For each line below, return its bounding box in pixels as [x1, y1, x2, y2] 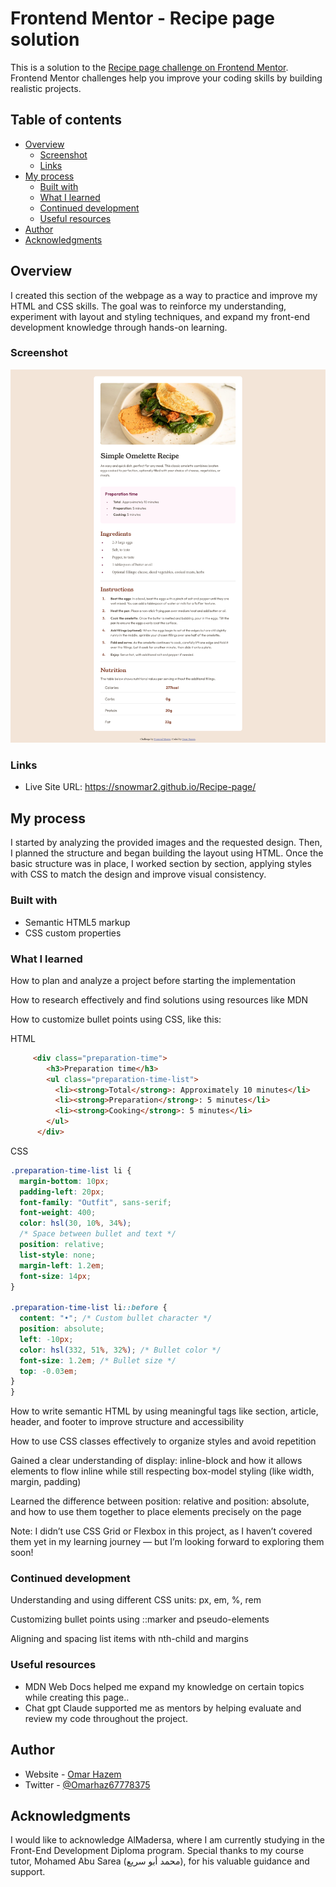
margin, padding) [10, 1476, 82, 1488]
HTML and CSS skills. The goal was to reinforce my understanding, [10, 300, 287, 312]
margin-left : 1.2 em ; [19, 1260, 105, 1271]
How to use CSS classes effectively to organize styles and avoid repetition [10, 1435, 317, 1447]
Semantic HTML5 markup [24, 916, 131, 928]
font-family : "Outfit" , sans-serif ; [19, 1197, 172, 1207]
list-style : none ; [19, 1250, 97, 1260]
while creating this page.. [24, 1691, 130, 1703]
